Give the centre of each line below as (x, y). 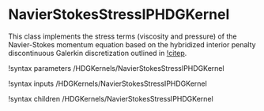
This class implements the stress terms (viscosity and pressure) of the (123, 36)
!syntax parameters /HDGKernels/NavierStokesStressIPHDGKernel (116, 68)
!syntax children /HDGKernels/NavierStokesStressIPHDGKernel (111, 98)
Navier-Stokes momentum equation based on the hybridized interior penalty (132, 44)
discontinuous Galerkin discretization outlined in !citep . (98, 53)
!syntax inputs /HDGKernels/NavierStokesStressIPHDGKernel (107, 83)
